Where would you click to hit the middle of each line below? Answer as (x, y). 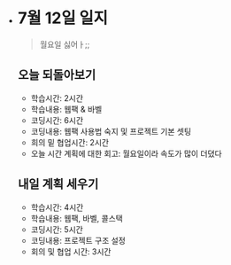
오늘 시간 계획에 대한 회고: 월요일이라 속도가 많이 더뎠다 (127, 153)
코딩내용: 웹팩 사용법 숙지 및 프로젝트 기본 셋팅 (111, 131)
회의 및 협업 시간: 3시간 (71, 251)
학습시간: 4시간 (57, 207)
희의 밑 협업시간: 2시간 (69, 142)
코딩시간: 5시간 (57, 229)
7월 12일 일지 (63, 18)
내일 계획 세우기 (58, 184)
